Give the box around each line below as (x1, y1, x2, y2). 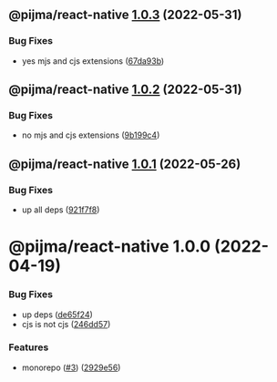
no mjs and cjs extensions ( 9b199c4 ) (21, 129, 160, 140)
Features (8, 341, 49, 354)
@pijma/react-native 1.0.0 (8, 236, 211, 257)
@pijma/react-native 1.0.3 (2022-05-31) (8, 7, 242, 23)
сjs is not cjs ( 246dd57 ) (21, 318, 111, 329)
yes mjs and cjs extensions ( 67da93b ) (21, 55, 165, 67)
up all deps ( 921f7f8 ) (21, 204, 100, 215)
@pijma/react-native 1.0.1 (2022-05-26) (8, 156, 241, 171)
